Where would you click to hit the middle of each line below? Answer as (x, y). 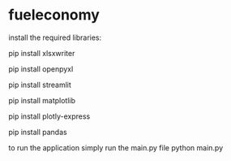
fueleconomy (54, 15)
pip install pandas (38, 132)
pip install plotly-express (49, 116)
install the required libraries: (55, 37)
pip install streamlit (40, 85)
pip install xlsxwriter (42, 53)
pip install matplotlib (42, 100)
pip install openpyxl (41, 69)
